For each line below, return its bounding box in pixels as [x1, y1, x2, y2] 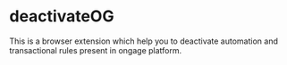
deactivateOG [9, 6, 114, 27]
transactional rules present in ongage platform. [9, 45, 182, 55]
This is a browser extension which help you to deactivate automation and [9, 36, 279, 46]
